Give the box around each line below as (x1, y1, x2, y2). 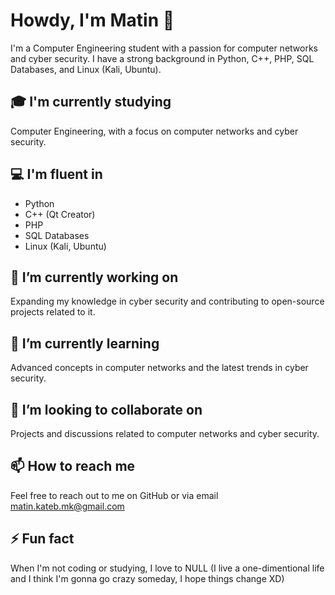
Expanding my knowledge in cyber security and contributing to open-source (10, 295, 325, 308)
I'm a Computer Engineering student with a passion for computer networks (10, 42, 318, 54)
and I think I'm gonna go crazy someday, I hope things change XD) (10, 572, 285, 584)
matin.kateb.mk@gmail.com (10, 500, 125, 512)
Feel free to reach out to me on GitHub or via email (10, 489, 219, 501)
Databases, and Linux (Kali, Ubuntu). (10, 63, 162, 75)
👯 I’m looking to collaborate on (10, 401, 203, 418)
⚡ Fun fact (10, 530, 75, 548)
